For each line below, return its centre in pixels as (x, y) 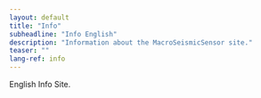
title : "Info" (36, 26)
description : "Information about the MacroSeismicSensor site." (131, 42)
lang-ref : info (37, 59)
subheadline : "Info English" (63, 34)
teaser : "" (29, 51)
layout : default (39, 17)
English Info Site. (40, 84)
